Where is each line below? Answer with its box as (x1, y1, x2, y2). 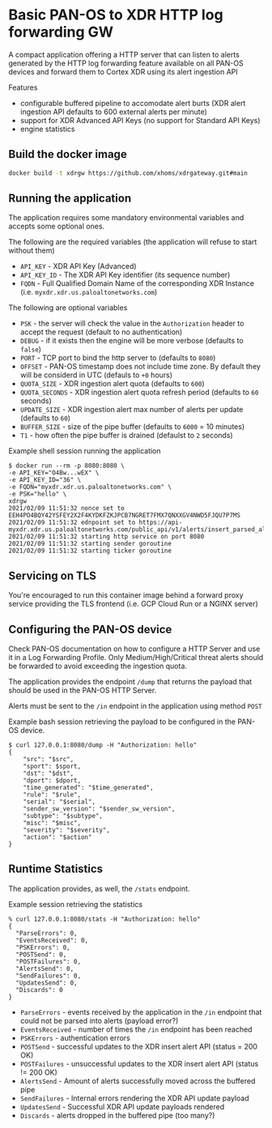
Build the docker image (8, 147, 127, 161)
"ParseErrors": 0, (15, 929, 79, 937)
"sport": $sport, (23, 763, 82, 771)
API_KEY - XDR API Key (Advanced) (19, 262, 137, 271)
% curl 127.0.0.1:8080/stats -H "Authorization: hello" (8, 915, 201, 923)
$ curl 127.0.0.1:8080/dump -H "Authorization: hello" (8, 741, 198, 750)
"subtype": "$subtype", (23, 812, 104, 820)
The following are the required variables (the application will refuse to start (8, 237, 257, 247)
